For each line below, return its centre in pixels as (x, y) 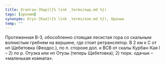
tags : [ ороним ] (21, 14)
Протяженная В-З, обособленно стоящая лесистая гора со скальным (78, 37)
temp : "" (14, 23)
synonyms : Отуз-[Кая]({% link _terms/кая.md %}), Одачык (65, 19)
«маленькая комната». (29, 58)
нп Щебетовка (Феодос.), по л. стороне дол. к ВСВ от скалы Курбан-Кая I (82, 48)
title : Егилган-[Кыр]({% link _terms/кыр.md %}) (56, 10)
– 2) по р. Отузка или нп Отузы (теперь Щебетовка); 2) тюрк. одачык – (79, 53)
